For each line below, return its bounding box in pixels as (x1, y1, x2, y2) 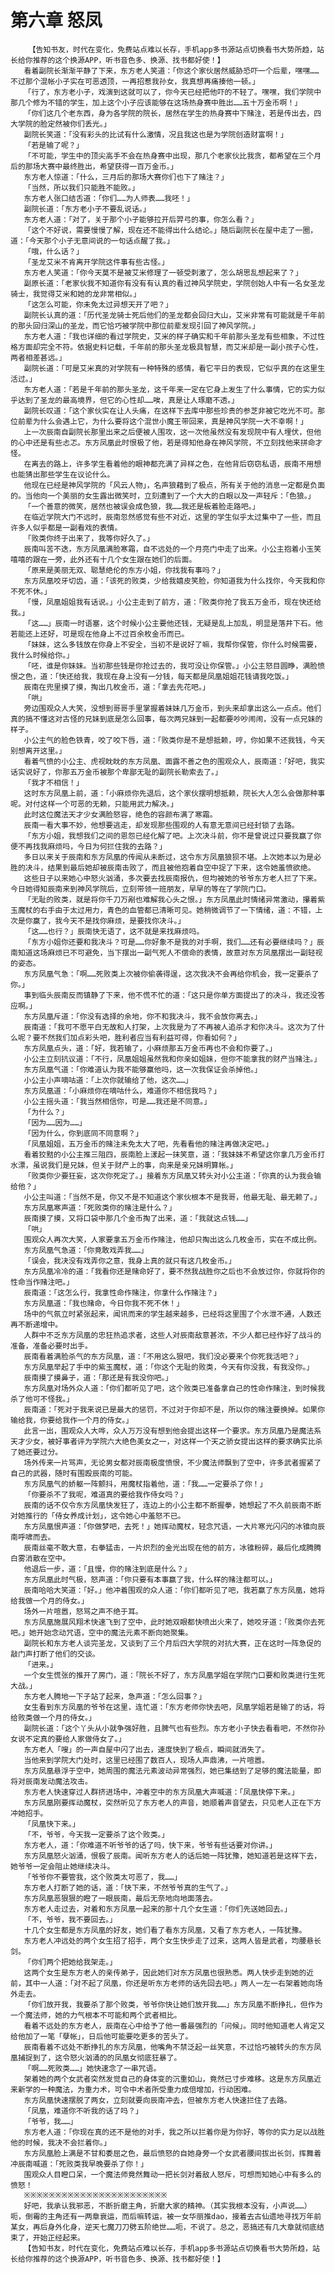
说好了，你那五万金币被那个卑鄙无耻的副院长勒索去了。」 (24, 767, 223, 777)
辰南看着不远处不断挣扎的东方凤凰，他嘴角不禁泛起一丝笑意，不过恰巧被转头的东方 (23, 2042, 315, 2052)
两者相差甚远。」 (10, 352, 67, 363)
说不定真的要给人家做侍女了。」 (17, 1734, 127, 1744)
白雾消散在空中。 (10, 1553, 71, 1563)
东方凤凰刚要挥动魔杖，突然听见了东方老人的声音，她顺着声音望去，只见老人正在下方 (23, 1797, 322, 1808)
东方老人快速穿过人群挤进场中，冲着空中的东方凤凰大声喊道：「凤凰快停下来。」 (23, 1787, 300, 1797)
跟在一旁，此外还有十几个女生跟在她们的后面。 (32, 554, 197, 565)
